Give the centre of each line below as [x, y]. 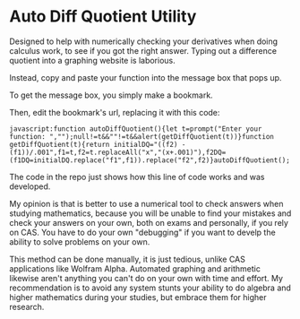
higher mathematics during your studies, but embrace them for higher [138, 297]
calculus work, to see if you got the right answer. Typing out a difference [143, 50]
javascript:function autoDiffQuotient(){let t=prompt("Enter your [136, 129]
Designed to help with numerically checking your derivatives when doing [144, 41]
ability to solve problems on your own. [80, 241]
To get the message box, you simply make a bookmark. [111, 95]
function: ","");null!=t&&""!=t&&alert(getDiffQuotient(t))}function [142, 136]
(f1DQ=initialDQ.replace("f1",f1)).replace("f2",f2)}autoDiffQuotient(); [150, 160]
